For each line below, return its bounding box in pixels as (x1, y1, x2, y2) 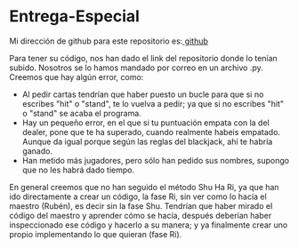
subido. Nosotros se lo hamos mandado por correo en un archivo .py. (9, 62, 264, 73)
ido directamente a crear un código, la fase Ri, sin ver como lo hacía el (9, 191, 267, 202)
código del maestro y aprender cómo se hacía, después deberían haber (9, 210, 272, 220)
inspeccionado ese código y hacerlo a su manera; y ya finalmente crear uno (9, 220, 288, 230)
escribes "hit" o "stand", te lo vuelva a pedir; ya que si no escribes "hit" (21, 98, 285, 108)
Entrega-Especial (9, 6, 141, 27)
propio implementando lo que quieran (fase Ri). (9, 228, 182, 239)
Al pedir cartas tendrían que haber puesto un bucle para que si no (21, 89, 264, 100)
